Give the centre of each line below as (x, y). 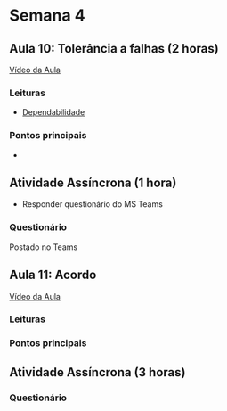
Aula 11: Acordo (53, 275)
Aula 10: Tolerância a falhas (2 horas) (114, 49)
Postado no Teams (44, 247)
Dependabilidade (53, 112)
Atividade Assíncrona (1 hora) (93, 182)
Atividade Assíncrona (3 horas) (97, 372)
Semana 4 (48, 16)
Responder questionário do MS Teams (92, 204)
